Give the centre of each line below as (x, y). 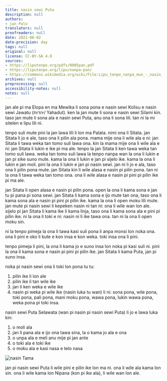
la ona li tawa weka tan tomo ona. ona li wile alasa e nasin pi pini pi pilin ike (82, 175)
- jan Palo (16, 24)
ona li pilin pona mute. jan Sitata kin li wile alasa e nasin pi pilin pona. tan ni (82, 170)
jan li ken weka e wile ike (38, 287)
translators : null (24, 28)
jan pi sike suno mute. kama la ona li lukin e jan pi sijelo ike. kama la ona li (80, 159)
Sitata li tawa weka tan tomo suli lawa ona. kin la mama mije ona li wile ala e (83, 143)
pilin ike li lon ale (29, 276)
